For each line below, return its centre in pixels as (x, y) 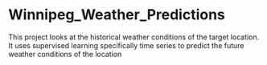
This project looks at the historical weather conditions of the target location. (134, 37)
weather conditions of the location (65, 54)
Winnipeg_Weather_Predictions (117, 15)
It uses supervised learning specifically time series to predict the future (126, 45)
